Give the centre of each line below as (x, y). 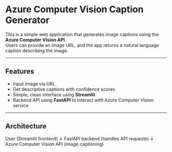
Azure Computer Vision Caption (74, 9)
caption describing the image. (37, 50)
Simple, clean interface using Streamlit (54, 94)
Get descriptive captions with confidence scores (64, 89)
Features (20, 72)
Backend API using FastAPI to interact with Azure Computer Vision (83, 100)
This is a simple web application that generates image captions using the (82, 34)
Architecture (26, 126)
